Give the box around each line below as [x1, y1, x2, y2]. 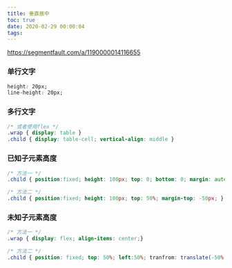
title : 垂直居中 [7, 10, 50, 17]
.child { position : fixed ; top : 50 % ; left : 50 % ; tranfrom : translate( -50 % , [7, 253, 227, 261]
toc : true [7, 17, 36, 23]
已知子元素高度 [7, 153, 57, 163]
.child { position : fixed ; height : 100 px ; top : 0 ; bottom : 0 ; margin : [7, 176, 212, 183]
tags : [7, 29, 23, 37]
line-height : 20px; [7, 89, 64, 97]
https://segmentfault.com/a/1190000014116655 [7, 48, 141, 57]
